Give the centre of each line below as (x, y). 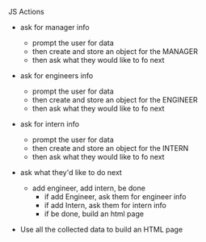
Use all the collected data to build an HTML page (101, 229)
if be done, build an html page (94, 214)
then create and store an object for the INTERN (110, 148)
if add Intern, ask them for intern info (105, 205)
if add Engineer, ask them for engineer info (115, 196)
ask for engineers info (57, 75)
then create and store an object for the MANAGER (115, 51)
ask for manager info (55, 27)
